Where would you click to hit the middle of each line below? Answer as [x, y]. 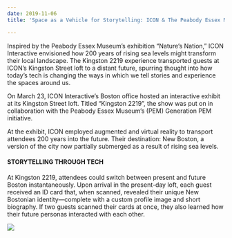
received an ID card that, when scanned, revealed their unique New [103, 192]
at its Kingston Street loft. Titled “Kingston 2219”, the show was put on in [110, 103]
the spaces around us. [39, 82]
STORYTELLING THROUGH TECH [55, 162]
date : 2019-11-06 [32, 13]
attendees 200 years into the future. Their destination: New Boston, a [106, 138]
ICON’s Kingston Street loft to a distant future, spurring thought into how [110, 68]
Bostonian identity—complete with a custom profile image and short [104, 199]
